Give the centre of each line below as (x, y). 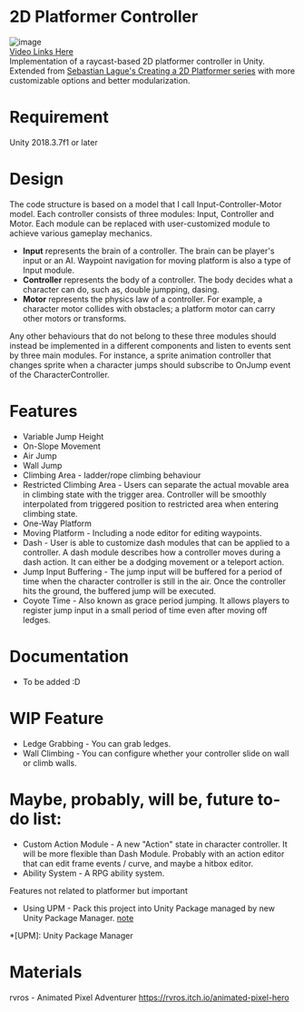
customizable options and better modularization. (100, 80)
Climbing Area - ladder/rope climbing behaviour (112, 475)
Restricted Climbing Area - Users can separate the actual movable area (156, 484)
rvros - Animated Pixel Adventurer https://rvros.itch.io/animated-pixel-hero (149, 997)
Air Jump (39, 455)
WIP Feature (57, 718)
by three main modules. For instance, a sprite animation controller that (141, 355)
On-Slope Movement (62, 446)
